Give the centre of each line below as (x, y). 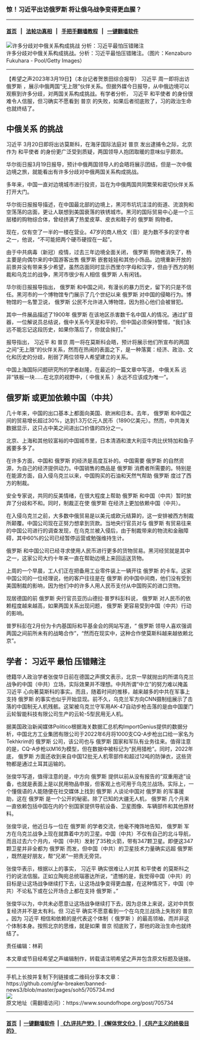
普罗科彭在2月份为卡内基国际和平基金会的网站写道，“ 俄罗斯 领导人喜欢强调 (99, 626)
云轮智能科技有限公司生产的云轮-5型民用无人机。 (66, 714)
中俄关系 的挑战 (35, 129)
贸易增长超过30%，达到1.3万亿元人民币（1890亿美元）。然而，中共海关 (103, 421)
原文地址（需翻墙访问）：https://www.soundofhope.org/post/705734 (90, 1003)
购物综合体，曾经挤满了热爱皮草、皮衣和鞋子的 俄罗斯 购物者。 (99, 220)
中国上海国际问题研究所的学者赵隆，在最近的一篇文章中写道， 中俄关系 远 (96, 369)
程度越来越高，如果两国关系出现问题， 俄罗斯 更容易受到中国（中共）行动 (101, 606)
